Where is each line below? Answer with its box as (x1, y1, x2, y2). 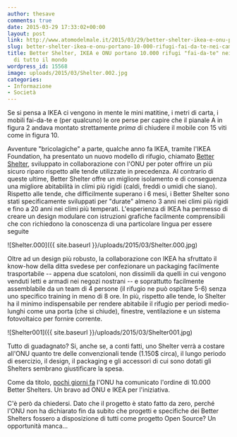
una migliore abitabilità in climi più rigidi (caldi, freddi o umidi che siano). (7, 182, 217, 191)
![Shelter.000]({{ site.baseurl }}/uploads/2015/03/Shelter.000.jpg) (7, 241, 198, 249)
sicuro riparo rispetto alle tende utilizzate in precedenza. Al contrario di (7, 167, 214, 176)
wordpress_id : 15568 (7, 63, 68, 70)
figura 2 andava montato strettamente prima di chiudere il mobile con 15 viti (7, 124, 227, 132)
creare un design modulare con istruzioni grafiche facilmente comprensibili (7, 212, 226, 221)
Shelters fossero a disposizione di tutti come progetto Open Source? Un (7, 414, 217, 423)
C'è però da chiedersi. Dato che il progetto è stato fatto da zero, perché (7, 400, 215, 408)
